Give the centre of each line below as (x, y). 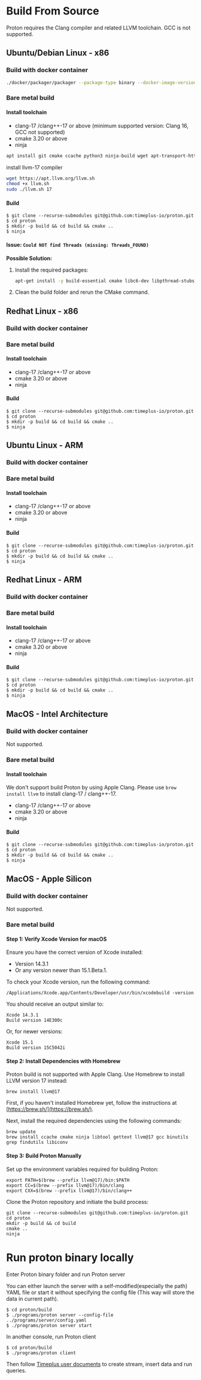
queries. (16, 1370)
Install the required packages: (51, 270)
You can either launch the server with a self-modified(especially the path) (97, 1286)
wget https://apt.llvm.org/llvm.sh (51, 178)
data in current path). (32, 1298)
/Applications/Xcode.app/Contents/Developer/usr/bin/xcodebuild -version (100, 993)
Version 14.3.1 (32, 964)
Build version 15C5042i (36, 1048)
